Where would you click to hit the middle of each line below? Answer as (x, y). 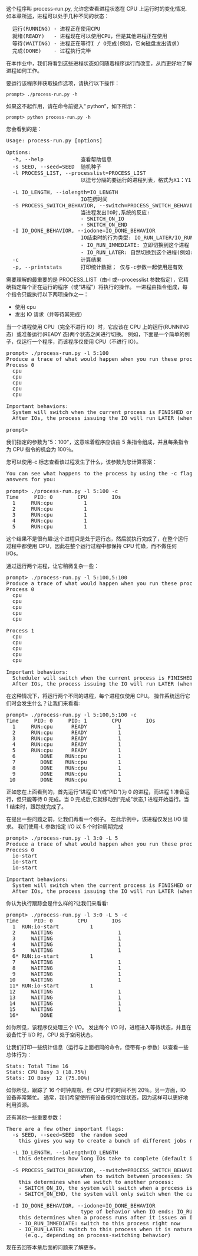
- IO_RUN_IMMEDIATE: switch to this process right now (100, 1223)
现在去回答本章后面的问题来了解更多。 (52, 1247)
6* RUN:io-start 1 (53, 956)
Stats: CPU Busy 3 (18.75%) (47, 1072)
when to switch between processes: (132, 1176)
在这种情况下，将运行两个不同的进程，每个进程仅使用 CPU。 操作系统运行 (96, 696)
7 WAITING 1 (67, 962)
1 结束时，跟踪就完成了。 (36, 807)
